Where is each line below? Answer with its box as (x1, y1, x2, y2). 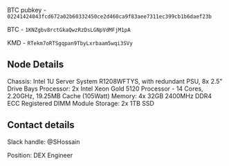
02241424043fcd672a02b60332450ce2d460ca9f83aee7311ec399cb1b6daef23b (7, 13, 212, 20)
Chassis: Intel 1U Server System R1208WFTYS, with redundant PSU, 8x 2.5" (7, 77, 223, 85)
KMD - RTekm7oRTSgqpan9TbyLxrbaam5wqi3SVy (7, 39, 133, 47)
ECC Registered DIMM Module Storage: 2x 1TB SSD (7, 99, 154, 107)
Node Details (7, 59, 64, 71)
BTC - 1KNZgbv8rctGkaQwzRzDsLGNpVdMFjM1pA (7, 26, 131, 33)
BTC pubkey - (7, 6, 47, 14)
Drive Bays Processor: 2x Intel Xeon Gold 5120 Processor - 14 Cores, (7, 84, 203, 93)
